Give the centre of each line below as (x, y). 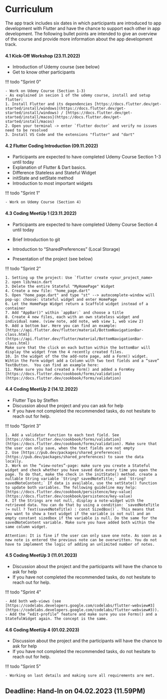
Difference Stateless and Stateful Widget (54, 173)
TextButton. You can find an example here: (52, 365)
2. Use (12, 452)
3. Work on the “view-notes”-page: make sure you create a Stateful (78, 466)
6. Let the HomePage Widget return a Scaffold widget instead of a (77, 304)
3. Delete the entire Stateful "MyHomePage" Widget (60, 286)
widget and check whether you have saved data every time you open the (81, 470)
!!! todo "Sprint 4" (23, 592)
